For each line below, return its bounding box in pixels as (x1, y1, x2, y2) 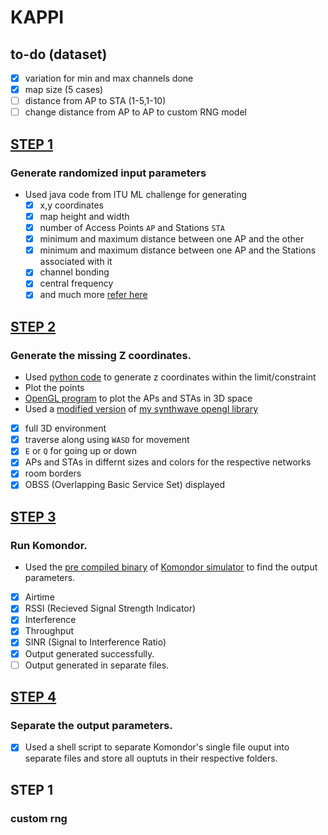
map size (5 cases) (24, 84, 104, 96)
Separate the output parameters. (10, 718, 173, 732)
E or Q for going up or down (24, 445, 137, 457)
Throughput (24, 625, 75, 637)
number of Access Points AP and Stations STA (39, 222, 225, 234)
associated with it (39, 256, 113, 268)
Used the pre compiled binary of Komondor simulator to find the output (24, 561, 318, 573)
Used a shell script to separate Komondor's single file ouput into (24, 741, 290, 753)
